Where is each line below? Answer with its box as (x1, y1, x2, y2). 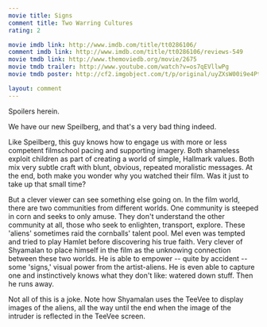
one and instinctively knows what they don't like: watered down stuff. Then (8, 271, 253, 280)
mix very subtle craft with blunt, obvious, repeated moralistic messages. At (8, 162, 253, 171)
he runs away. (8, 279, 54, 288)
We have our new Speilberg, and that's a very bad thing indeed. (8, 121, 217, 131)
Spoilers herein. (8, 106, 60, 116)
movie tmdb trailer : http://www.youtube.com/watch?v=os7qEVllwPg (8, 63, 229, 71)
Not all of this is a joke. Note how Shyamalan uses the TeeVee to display (8, 294, 244, 304)
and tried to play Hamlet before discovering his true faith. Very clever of (8, 237, 243, 246)
